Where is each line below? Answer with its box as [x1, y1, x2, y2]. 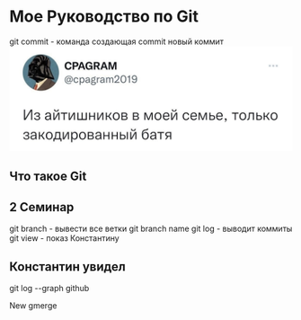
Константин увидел [9, 259, 126, 274]
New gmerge [9, 299, 58, 311]
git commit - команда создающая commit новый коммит [9, 36, 225, 47]
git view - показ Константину [9, 233, 120, 244]
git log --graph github [9, 282, 90, 293]
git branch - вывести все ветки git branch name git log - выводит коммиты [9, 223, 293, 235]
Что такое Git [9, 169, 87, 184]
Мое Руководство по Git [9, 6, 199, 27]
